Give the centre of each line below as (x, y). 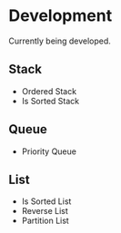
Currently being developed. (60, 41)
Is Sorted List (46, 201)
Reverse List (45, 211)
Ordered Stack (49, 91)
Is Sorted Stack (50, 101)
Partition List (45, 221)
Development (60, 16)
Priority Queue (49, 151)
